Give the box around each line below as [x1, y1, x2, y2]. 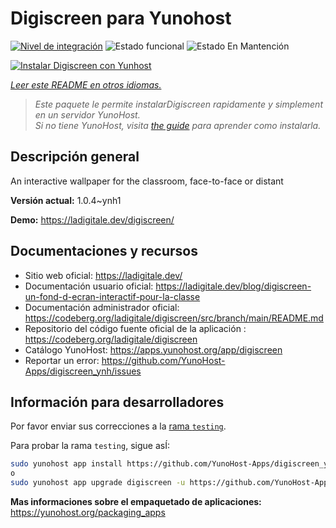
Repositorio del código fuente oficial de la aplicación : [24, 322, 247, 334]
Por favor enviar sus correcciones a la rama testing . [10, 420, 227, 432]
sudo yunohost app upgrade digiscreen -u [10, 478, 186, 488]
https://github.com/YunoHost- [101, 354, 226, 366]
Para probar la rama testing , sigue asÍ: [10, 440, 170, 452]
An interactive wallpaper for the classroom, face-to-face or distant [10, 175, 284, 187]
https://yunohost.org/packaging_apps [10, 507, 166, 518]
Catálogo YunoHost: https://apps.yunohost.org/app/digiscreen [24, 343, 283, 356]
